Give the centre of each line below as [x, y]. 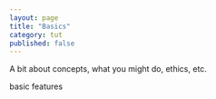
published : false [42, 43]
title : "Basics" [40, 26]
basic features [36, 86]
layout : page [34, 18]
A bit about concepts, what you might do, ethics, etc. [108, 69]
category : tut [36, 35]
